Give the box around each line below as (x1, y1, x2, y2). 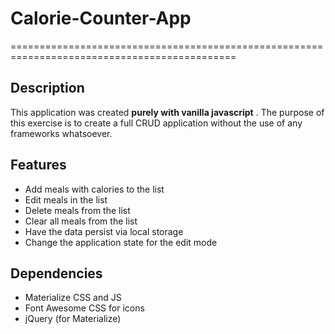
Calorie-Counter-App (10, 7, 192, 30)
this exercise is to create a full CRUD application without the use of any (10, 117, 303, 129)
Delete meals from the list (24, 204, 131, 216)
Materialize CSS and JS (24, 292, 122, 304)
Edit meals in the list (24, 193, 108, 206)
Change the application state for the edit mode (24, 236, 218, 248)
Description (10, 80, 85, 97)
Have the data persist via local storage (24, 225, 184, 237)
